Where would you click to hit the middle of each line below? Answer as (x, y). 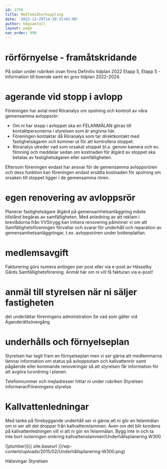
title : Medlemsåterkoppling (34, 14)
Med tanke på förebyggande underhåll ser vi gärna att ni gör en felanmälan (82, 420)
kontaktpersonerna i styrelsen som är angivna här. (64, 131)
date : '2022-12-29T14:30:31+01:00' (42, 19)
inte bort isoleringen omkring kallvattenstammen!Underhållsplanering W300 (83, 436)
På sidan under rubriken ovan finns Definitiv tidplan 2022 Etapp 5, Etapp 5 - (83, 71)
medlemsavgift (37, 253)
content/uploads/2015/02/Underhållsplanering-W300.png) (65, 451)
